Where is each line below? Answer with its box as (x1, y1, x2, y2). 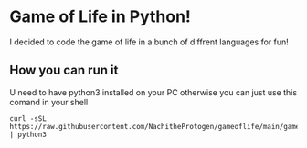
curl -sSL (9, 113, 48, 123)
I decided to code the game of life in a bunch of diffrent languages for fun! (9, 36, 290, 47)
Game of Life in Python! (9, 6, 192, 27)
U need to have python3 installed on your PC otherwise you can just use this (9, 86, 298, 97)
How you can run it (9, 63, 119, 78)
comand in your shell (9, 96, 89, 107)
